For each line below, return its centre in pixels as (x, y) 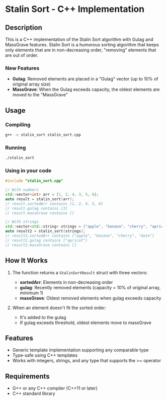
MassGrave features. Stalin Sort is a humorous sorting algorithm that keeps (82, 45)
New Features (22, 68)
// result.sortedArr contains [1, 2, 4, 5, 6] (54, 204)
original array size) (31, 84)
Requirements (27, 376)
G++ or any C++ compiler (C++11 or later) (55, 388)
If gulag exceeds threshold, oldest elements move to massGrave (85, 322)
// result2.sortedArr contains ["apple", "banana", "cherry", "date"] (80, 236)
